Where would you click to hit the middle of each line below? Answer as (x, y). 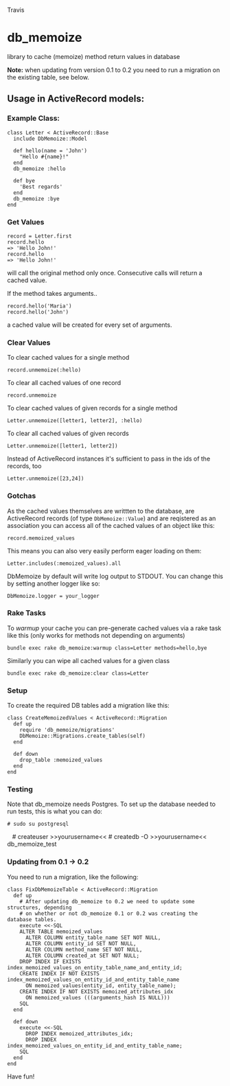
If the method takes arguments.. (52, 293)
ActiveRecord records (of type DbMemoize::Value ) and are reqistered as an (112, 518)
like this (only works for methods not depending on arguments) (96, 635)
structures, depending (39, 908)
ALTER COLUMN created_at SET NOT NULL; (82, 956)
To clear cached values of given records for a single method (92, 408)
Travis (16, 10)
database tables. (32, 919)
